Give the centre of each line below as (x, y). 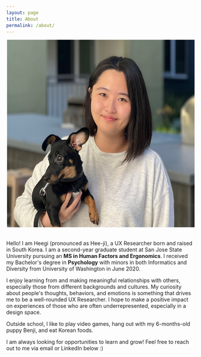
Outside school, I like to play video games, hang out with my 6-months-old (98, 324)
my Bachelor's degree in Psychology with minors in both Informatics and (97, 262)
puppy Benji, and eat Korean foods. (50, 331)
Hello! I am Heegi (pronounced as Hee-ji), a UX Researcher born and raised (100, 244)
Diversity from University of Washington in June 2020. (73, 269)
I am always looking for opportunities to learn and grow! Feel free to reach (98, 342)
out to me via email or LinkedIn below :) (55, 349)
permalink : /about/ (31, 25)
